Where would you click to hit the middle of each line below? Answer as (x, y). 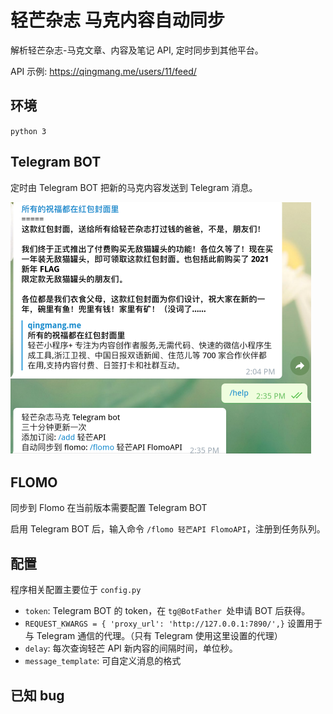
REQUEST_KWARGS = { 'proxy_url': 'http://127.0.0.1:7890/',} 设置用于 (173, 623)
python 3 (28, 131)
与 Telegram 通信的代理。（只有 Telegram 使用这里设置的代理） (153, 636)
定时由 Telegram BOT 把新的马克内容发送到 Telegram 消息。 (134, 187)
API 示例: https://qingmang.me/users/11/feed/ (103, 71)
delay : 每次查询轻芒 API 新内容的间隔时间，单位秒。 (131, 648)
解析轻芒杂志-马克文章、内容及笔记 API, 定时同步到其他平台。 (137, 50)
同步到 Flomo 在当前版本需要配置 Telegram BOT (109, 508)
